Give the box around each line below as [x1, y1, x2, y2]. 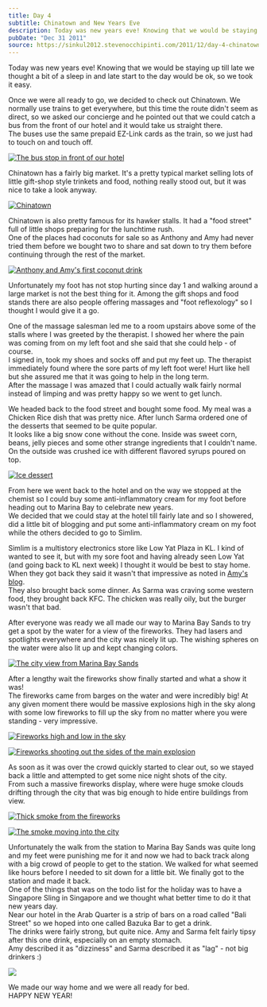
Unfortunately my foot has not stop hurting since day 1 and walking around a [8, 281, 258, 290]
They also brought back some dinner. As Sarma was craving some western [8, 586, 254, 595]
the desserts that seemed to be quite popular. [8, 421, 157, 431]
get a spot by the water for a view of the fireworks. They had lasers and [8, 626, 242, 636]
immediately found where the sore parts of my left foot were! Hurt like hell [8, 363, 250, 374]
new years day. [8, 901, 58, 911]
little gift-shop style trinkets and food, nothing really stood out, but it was [8, 176, 246, 187]
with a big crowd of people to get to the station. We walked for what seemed [8, 859, 258, 869]
